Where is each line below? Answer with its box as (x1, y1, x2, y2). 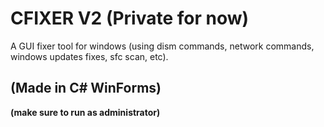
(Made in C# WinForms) (10, 80, 162, 97)
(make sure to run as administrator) (10, 106, 161, 118)
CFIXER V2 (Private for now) (10, 7, 250, 30)
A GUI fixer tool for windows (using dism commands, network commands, (10, 40, 315, 52)
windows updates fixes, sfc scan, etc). (10, 50, 169, 62)
